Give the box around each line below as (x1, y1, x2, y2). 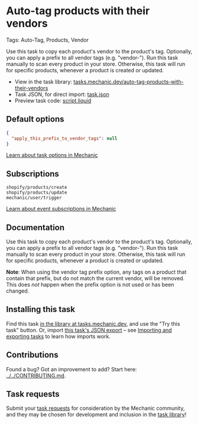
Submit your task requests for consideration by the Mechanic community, (6, 404, 185, 412)
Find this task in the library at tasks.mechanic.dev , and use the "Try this (6, 320, 180, 327)
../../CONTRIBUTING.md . (6, 372, 66, 379)
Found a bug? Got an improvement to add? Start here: (6, 365, 137, 372)
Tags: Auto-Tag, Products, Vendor (6, 36, 89, 43)
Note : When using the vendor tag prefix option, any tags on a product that (6, 268, 187, 275)
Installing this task (6, 304, 76, 314)
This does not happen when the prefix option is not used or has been (6, 281, 174, 288)
